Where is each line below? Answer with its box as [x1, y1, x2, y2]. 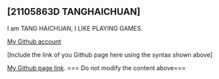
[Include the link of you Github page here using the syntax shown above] [7, 50, 213, 59]
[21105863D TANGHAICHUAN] [7, 6, 141, 18]
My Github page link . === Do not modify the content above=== [7, 63, 187, 72]
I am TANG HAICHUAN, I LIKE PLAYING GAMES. [7, 24, 143, 32]
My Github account [7, 37, 62, 46]
